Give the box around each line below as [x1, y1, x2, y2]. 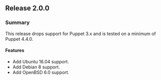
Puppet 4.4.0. [5, 36, 34, 42]
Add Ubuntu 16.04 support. [12, 58, 69, 64]
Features [5, 47, 24, 53]
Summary [5, 19, 30, 26]
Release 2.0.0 [5, 4, 49, 13]
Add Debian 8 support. [12, 64, 60, 70]
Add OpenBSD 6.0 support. [12, 69, 70, 75]
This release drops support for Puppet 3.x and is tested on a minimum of [5, 30, 156, 37]
